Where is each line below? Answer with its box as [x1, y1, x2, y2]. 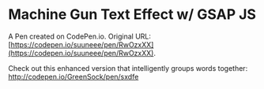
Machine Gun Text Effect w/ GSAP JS [8, 6, 257, 24]
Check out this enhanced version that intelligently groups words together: [8, 63, 248, 72]
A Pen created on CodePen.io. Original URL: [8, 32, 152, 41]
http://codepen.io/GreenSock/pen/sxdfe [8, 72, 139, 81]
